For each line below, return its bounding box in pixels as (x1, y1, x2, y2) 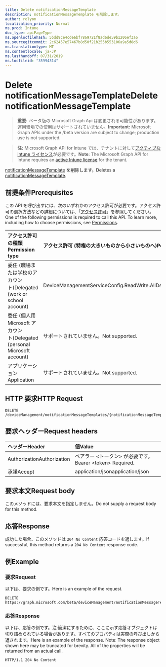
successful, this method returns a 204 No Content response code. (5, 542, 138, 548)
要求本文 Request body (5, 487, 75, 495)
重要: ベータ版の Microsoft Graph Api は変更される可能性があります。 (17, 118, 159, 124)
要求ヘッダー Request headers (5, 427, 98, 435)
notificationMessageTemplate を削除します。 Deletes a (5, 167, 115, 173)
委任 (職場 (7, 262, 31, 268)
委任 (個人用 (7, 312, 36, 319)
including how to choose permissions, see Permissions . (5, 220, 119, 225)
